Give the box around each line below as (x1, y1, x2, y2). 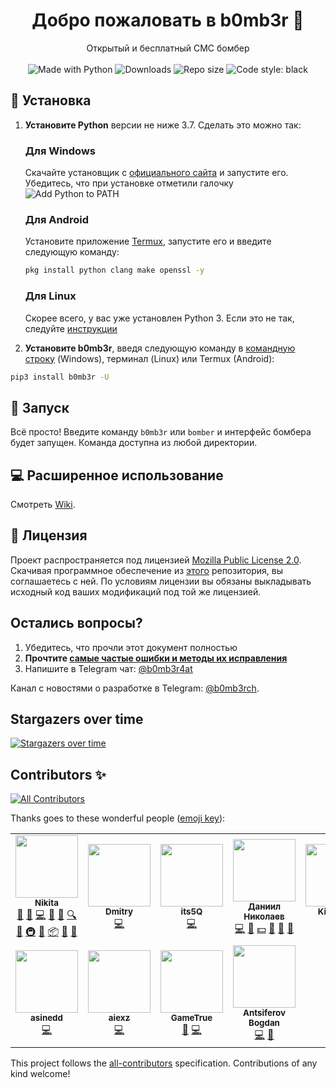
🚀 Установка (10, 92, 92, 109)
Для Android (24, 212, 89, 226)
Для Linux (24, 289, 77, 303)
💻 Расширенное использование (10, 467, 224, 484)
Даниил (247, 900, 282, 912)
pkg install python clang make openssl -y (24, 265, 205, 276)
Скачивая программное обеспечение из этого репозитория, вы (10, 564, 283, 576)
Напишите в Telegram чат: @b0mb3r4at (24, 662, 193, 674)
